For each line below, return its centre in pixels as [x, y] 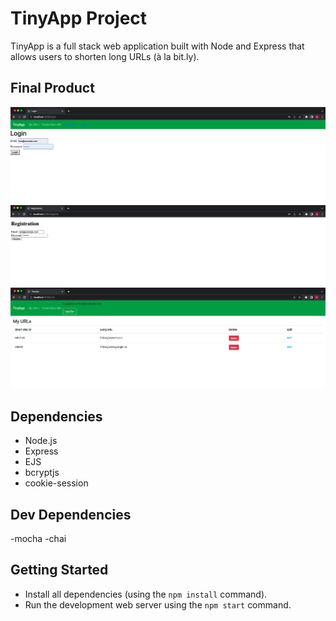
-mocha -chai [38, 538]
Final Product [52, 88]
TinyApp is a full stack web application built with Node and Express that [157, 46]
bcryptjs [42, 473]
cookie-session [56, 483]
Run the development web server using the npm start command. [158, 604]
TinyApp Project [79, 18]
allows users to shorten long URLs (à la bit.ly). [105, 56]
